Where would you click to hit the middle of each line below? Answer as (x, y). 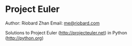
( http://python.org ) (24, 38)
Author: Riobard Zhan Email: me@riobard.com (52, 23)
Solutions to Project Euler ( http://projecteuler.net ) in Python (66, 32)
